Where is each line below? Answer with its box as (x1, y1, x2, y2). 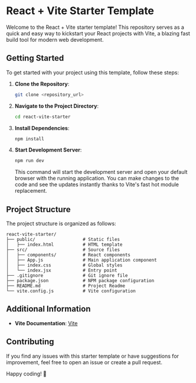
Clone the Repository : (14, 80, 70, 87)
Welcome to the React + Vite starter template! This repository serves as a (6, 24, 185, 31)
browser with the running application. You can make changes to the (14, 175, 179, 182)
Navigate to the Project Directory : (14, 102, 99, 110)
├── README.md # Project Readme (6, 283, 126, 289)
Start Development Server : (14, 146, 82, 154)
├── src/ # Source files (6, 247, 120, 253)
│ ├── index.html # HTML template (6, 242, 123, 248)
